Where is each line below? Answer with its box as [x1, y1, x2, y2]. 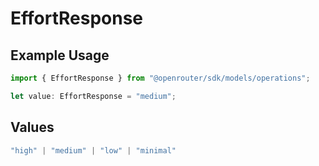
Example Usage [10, 47, 110, 64]
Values [10, 119, 55, 136]
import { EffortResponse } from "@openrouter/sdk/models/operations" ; [10, 73, 311, 83]
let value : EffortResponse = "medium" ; [10, 91, 177, 101]
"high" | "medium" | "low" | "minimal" [10, 145, 177, 156]
